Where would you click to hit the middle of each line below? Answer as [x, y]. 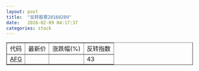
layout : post [22, 12]
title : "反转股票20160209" [39, 17]
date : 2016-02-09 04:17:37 [42, 22]
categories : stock [29, 28]
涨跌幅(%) [67, 49]
